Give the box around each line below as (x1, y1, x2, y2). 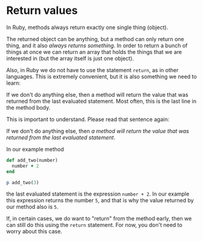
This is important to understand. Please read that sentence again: (6, 116, 170, 123)
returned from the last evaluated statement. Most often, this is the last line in (6, 97, 197, 105)
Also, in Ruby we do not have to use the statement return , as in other (6, 66, 179, 73)
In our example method (6, 145, 64, 153)
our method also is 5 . (6, 203, 59, 211)
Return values (6, 4, 78, 18)
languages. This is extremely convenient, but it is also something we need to (6, 73, 197, 80)
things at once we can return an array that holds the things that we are (6, 48, 182, 55)
